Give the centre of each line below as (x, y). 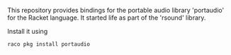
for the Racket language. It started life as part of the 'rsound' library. (107, 18)
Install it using (28, 31)
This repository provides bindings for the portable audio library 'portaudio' (116, 10)
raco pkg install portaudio (49, 44)
